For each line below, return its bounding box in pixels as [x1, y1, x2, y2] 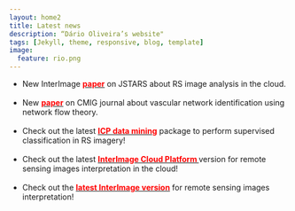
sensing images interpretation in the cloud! [21, 163, 179, 174]
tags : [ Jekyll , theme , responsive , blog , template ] [9, 37, 204, 47]
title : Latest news [9, 21, 82, 30]
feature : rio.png [17, 54, 82, 63]
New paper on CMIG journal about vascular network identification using [21, 98, 285, 107]
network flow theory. [21, 107, 99, 117]
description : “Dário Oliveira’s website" [9, 29, 165, 38]
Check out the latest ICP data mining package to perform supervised [21, 126, 275, 136]
